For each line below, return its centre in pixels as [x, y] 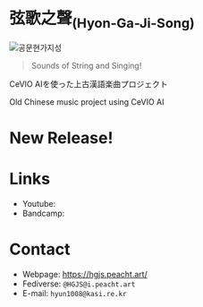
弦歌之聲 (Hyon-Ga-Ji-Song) [102, 20]
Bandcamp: [43, 213]
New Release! [61, 137]
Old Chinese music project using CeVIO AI [87, 102]
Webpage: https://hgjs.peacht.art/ [85, 274]
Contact [40, 249]
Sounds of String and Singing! [86, 65]
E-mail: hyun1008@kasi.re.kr [74, 293]
